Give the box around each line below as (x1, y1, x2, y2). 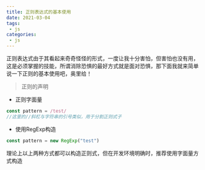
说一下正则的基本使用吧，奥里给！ (6, 70, 92, 77)
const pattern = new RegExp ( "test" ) (6, 138, 99, 144)
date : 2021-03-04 (6, 15, 51, 21)
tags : (6, 20, 20, 26)
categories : (6, 32, 37, 38)
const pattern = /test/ (6, 108, 67, 114)
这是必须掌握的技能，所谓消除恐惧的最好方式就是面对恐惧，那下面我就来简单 (6, 62, 199, 69)
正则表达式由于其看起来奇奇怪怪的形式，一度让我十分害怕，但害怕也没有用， (6, 55, 199, 62)
